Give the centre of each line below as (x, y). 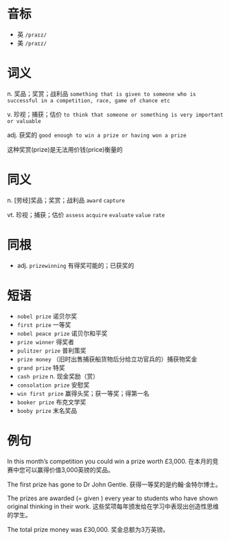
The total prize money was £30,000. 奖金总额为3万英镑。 (88, 529)
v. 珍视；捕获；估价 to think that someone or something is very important (115, 114)
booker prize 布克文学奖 (51, 402)
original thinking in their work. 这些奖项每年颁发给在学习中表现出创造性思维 (113, 506)
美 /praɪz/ (32, 43)
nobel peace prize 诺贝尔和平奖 (62, 333)
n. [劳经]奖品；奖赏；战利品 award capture (66, 200)
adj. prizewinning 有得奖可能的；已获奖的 (76, 265)
